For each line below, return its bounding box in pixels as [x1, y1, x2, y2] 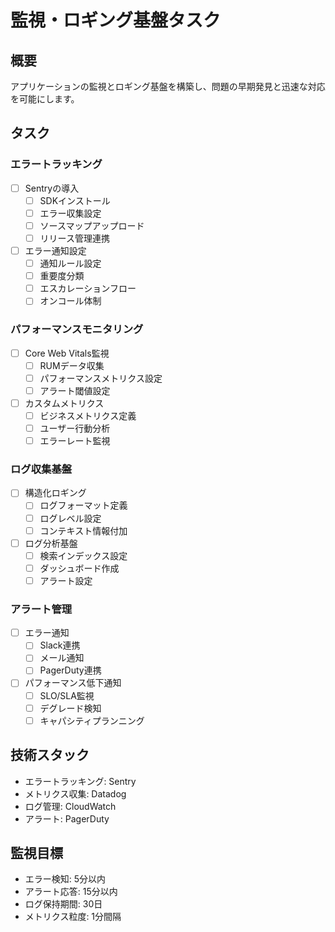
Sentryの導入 [24, 182, 80, 194]
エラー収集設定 [39, 207, 102, 219]
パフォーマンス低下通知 [24, 677, 122, 689]
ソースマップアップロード [39, 219, 145, 231]
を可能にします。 [10, 93, 80, 105]
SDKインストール [39, 194, 111, 206]
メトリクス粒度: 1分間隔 [24, 911, 122, 923]
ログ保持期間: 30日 [24, 898, 103, 910]
